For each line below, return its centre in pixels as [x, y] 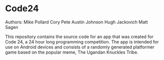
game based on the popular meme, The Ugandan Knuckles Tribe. [72, 52]
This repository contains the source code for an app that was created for [79, 37]
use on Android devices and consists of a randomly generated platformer [80, 47]
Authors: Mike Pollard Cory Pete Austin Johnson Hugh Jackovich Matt [77, 22]
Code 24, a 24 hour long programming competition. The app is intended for [82, 41]
